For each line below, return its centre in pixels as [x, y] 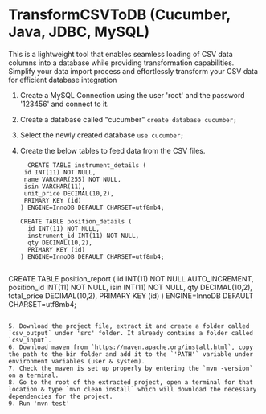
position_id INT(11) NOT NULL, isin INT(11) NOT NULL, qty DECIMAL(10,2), [131, 287]
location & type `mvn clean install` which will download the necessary [133, 389]
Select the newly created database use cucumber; [102, 135]
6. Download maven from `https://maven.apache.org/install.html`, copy [131, 347]
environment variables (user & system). [77, 361]
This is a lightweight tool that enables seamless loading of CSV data [121, 54]
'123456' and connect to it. [65, 104]
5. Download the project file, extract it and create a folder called [129, 326]
